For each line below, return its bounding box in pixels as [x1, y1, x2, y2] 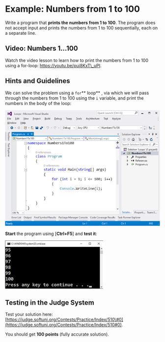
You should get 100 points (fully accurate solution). [5, 331, 109, 337]
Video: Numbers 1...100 [5, 44, 78, 53]
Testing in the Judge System [5, 298, 95, 307]
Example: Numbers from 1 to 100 [5, 3, 140, 15]
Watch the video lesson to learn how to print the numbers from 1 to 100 [5, 57, 149, 63]
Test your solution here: [5, 312, 53, 317]
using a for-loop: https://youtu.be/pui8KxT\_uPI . [5, 62, 102, 68]
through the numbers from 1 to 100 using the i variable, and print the [5, 95, 144, 101]
